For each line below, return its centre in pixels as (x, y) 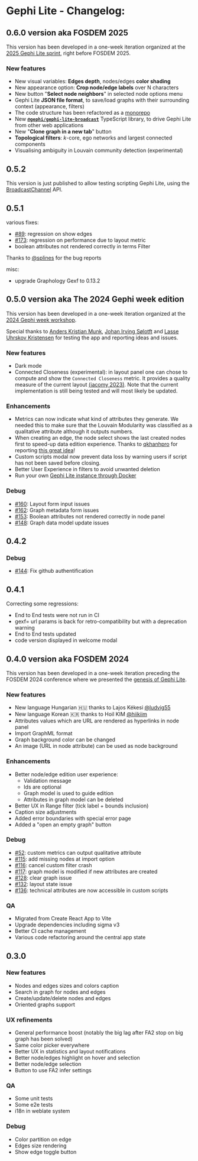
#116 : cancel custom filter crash (53, 865)
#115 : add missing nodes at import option (65, 859)
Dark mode (28, 366)
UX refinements (29, 1020)
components (30, 144)
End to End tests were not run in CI (57, 615)
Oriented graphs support (45, 1004)
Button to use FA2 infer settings (53, 1071)
